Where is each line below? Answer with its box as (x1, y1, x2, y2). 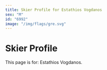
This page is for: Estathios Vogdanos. (5, 59, 83, 65)
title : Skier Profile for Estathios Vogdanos (5, 7, 102, 12)
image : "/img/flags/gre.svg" (5, 21, 66, 26)
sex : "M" (5, 12, 24, 17)
